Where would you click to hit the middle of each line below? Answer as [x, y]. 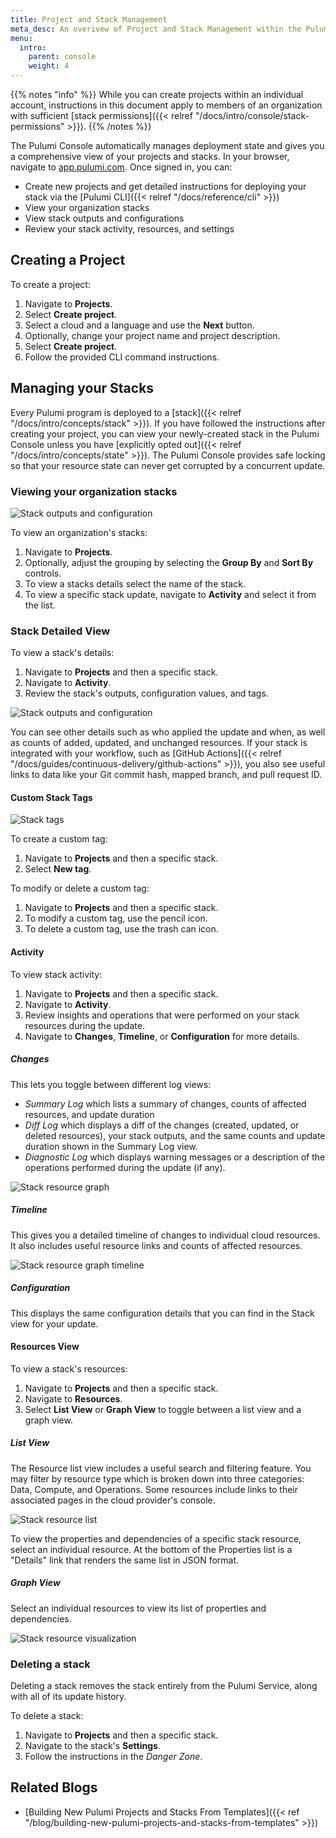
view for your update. [54, 1323]
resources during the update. [84, 1025]
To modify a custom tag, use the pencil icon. [116, 918]
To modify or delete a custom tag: [80, 888]
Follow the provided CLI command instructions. [122, 357]
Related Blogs [54, 1787]
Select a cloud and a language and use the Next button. [139, 325]
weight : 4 [49, 66]
